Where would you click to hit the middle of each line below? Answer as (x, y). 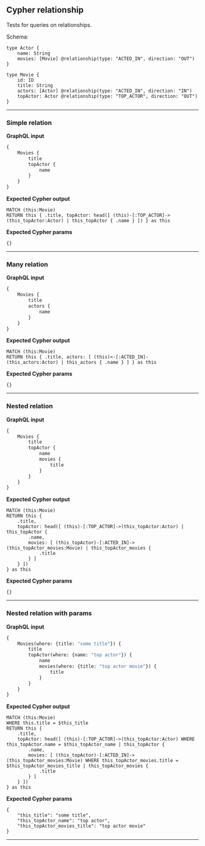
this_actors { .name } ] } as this (111, 363)
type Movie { (23, 75)
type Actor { (23, 48)
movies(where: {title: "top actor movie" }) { (98, 667)
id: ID (26, 80)
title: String (35, 85)
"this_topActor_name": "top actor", (64, 821)
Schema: (17, 37)
